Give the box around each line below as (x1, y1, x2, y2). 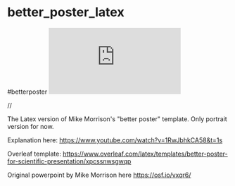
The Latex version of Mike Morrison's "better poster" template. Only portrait (7, 114, 227, 123)
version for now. (7, 122, 54, 130)
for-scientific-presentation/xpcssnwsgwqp (7, 156, 132, 166)
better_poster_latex (7, 4, 125, 20)
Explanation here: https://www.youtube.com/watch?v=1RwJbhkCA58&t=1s (7, 135, 223, 144)
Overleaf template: (7, 149, 61, 158)
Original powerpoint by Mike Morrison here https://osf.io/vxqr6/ (7, 170, 191, 179)
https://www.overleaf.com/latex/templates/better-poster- (62, 149, 228, 158)
